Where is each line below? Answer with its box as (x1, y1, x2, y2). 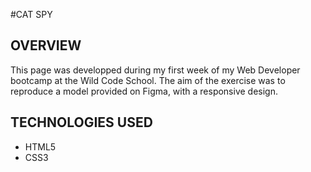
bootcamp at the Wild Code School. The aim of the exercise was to (10, 74, 286, 86)
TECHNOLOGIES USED (10, 114, 153, 131)
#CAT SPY (10, 9, 53, 20)
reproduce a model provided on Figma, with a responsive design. (10, 85, 278, 97)
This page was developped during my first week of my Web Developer (10, 64, 301, 76)
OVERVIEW (10, 37, 82, 54)
